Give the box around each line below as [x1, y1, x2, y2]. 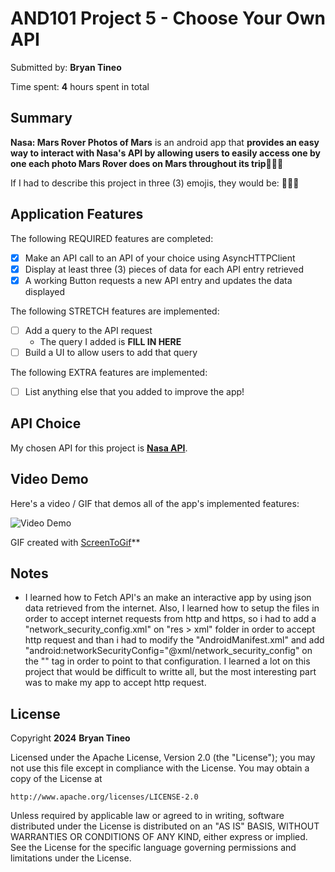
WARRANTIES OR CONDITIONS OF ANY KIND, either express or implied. [10, 831, 308, 843]
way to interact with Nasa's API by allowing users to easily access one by [10, 147, 321, 159]
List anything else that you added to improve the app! [24, 385, 245, 397]
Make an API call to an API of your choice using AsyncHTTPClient [24, 252, 296, 264]
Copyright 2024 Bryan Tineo [10, 732, 131, 744]
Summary [10, 110, 73, 127]
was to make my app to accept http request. [24, 677, 207, 689]
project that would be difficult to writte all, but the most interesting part [24, 666, 317, 678]
